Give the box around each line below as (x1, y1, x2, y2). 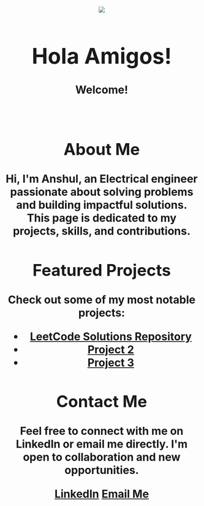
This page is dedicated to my (26, 211, 177, 225)
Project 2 (87, 343, 135, 356)
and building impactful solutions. (16, 198, 187, 212)
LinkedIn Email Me (54, 487, 149, 501)
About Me (63, 139, 140, 160)
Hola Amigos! (31, 42, 172, 69)
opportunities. (64, 464, 139, 477)
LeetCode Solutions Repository (29, 329, 192, 343)
